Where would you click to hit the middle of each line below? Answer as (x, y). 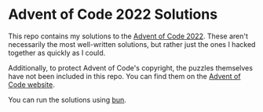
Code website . (31, 85)
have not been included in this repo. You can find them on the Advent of (124, 76)
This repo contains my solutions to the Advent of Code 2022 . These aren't (128, 36)
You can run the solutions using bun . (68, 99)
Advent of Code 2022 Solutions (113, 14)
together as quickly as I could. (57, 52)
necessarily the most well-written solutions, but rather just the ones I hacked (132, 44)
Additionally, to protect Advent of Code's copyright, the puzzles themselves (131, 67)
